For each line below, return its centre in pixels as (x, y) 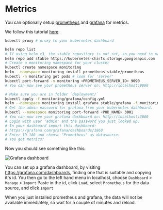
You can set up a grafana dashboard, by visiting (53, 167)
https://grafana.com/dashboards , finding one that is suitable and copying (78, 173)
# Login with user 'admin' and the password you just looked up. (72, 121)
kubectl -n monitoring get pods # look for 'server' (59, 77)
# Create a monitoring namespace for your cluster (57, 63)
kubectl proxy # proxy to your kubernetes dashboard (59, 40)
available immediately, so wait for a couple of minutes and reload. (70, 203)
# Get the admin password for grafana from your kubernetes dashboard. (79, 108)
